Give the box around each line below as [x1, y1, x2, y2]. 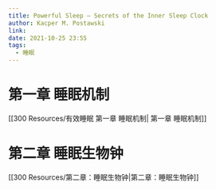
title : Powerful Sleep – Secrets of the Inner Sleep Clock [8, 11, 209, 20]
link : [8, 26, 26, 34]
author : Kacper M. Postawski [8, 19, 105, 27]
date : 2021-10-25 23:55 [8, 34, 88, 42]
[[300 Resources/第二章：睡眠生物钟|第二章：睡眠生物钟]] [8, 172, 199, 182]
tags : [8, 42, 26, 49]
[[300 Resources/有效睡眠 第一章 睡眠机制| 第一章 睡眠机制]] [8, 113, 207, 123]
